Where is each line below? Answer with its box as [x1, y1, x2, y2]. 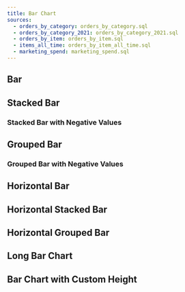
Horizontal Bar [7, 180, 70, 192]
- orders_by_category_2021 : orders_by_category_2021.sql [13, 29, 179, 36]
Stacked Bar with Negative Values [7, 117, 122, 127]
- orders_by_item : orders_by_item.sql [13, 36, 124, 42]
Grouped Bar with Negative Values [7, 159, 124, 169]
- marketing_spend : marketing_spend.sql [13, 49, 130, 56]
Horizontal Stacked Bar [7, 204, 108, 215]
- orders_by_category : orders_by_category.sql [13, 23, 148, 29]
